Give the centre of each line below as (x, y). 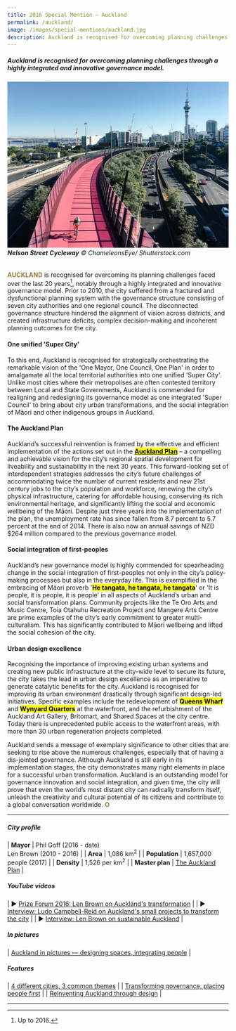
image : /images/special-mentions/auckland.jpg (77, 30)
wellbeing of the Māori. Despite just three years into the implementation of (114, 511)
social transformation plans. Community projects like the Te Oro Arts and (112, 603)
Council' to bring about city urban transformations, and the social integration (118, 405)
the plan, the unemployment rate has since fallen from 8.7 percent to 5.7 (112, 518)
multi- (194, 618)
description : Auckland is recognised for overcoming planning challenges (118, 37)
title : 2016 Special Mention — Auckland (67, 15)
